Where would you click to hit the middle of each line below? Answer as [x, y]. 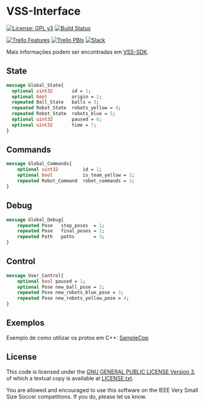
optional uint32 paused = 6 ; [57, 119]
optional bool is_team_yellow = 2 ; [76, 175]
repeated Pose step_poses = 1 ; [61, 225]
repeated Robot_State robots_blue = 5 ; [64, 114]
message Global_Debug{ [35, 220]
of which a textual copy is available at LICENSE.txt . [70, 378]
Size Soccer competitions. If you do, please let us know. [76, 396]
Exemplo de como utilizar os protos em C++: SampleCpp [78, 338]
